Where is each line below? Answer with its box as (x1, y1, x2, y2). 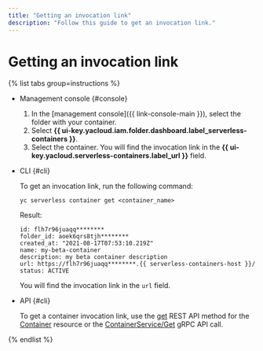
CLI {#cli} (19, 166, 51, 175)
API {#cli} (19, 296, 51, 305)
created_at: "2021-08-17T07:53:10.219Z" (19, 239, 154, 248)
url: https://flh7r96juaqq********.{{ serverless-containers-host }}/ (19, 260, 256, 268)
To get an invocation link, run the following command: (19, 182, 194, 191)
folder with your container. (31, 117, 117, 127)
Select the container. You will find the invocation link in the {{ (31, 142, 229, 152)
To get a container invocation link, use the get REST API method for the (19, 312, 250, 321)
